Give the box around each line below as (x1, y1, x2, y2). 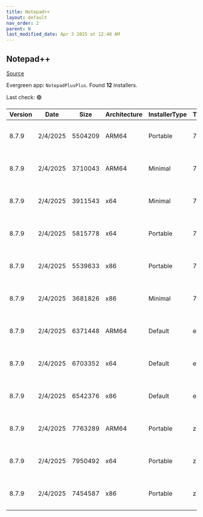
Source (6, 70, 24, 77)
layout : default (6, 15, 47, 21)
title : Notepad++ (6, 8, 50, 15)
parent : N (6, 25, 31, 32)
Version (9, 110, 33, 119)
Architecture (105, 110, 143, 119)
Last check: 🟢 (6, 93, 42, 100)
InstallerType (148, 110, 187, 119)
